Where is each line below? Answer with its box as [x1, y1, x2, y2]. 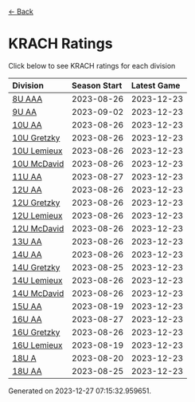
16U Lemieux [12, 339, 63, 350]
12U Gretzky [12, 197, 60, 208]
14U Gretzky [12, 262, 60, 273]
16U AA [12, 313, 42, 325]
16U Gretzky [12, 326, 60, 337]
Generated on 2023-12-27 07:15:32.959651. [8, 386, 152, 396]
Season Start [71, 80, 123, 91]
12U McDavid [12, 223, 64, 234]
